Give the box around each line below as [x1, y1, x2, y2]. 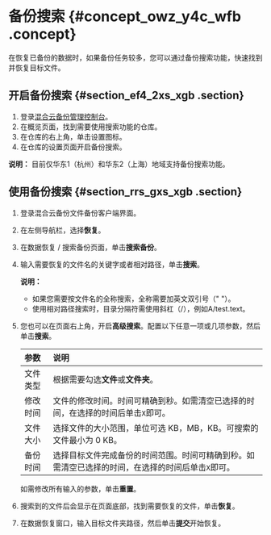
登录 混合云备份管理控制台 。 [19, 111, 113, 121]
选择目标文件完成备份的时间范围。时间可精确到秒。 [52, 449, 248, 461]
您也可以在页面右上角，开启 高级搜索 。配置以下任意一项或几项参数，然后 [19, 320, 261, 331]
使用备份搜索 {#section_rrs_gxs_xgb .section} [8, 185, 243, 199]
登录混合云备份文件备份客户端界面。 [19, 207, 141, 218]
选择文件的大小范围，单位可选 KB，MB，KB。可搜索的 [52, 422, 259, 433]
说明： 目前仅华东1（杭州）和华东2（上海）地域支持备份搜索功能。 [8, 159, 230, 169]
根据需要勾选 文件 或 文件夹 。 [52, 374, 159, 385]
